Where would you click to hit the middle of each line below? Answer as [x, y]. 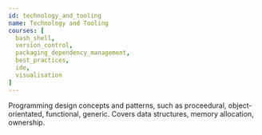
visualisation [39, 75]
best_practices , [42, 61]
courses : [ [26, 30]
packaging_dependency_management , [73, 53]
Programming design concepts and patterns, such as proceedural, [117, 105]
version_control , [44, 46]
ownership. [27, 122]
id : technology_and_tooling [55, 16]
